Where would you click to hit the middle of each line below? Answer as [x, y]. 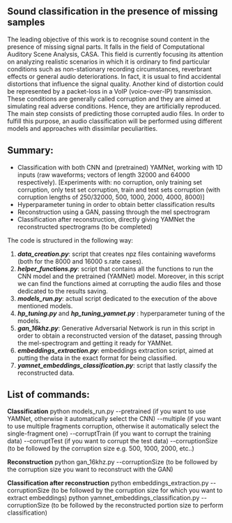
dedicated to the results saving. [62, 291]
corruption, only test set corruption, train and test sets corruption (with [119, 189]
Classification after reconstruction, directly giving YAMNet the [106, 219]
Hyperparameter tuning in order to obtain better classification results [116, 204]
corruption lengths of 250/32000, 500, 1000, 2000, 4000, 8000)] [111, 197]
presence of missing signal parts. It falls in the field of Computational [106, 46]
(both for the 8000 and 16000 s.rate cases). [80, 261]
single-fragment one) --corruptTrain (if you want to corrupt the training [109, 434]
